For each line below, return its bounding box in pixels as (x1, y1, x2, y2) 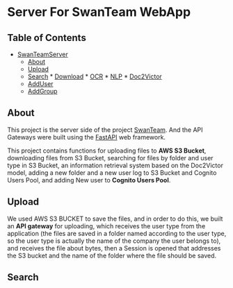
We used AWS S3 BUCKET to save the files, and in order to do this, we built (7, 214, 223, 223)
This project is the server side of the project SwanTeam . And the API (7, 126, 203, 134)
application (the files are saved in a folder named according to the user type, (7, 229, 227, 237)
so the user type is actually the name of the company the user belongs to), (7, 237, 221, 245)
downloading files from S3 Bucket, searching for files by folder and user (7, 153, 214, 162)
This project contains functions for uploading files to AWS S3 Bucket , (7, 146, 207, 155)
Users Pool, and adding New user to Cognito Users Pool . (7, 176, 171, 184)
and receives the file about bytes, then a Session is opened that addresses (7, 244, 221, 252)
